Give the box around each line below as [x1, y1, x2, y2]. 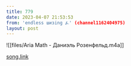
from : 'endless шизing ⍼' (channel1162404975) [6, 20, 126, 26]
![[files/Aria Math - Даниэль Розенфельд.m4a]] [6, 42, 124, 49]
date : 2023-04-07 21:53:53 [6, 14, 74, 20]
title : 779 [6, 8, 33, 15]
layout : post [6, 25, 39, 32]
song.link [6, 53, 29, 60]
